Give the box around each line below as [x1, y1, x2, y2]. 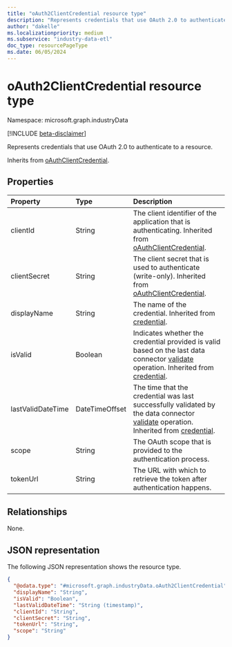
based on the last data [133, 345, 206, 355]
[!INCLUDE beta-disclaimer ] [7, 129, 86, 137]
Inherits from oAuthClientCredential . [7, 156, 110, 164]
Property [10, 196, 41, 206]
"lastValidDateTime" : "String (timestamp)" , [13, 601, 144, 608]
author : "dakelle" [7, 23, 60, 30]
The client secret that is [133, 253, 209, 263]
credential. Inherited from [133, 308, 215, 318]
